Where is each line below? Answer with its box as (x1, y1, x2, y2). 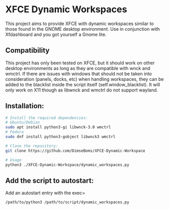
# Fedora (5, 129, 24, 135)
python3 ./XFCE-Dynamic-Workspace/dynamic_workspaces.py (5, 162, 130, 167)
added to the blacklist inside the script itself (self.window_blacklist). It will (5, 81, 160, 87)
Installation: (5, 102, 45, 110)
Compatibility (5, 46, 50, 55)
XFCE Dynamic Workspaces (5, 4, 128, 15)
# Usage (5, 157, 22, 162)
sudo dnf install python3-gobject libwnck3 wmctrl (5, 134, 116, 139)
